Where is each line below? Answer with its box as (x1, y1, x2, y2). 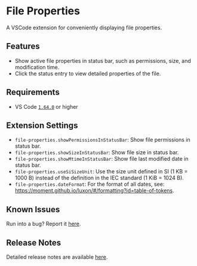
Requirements (6, 87, 60, 97)
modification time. (14, 63, 60, 71)
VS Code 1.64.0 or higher (14, 103, 79, 110)
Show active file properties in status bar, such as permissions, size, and (14, 57, 191, 64)
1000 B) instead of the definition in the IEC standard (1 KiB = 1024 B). (14, 175, 184, 182)
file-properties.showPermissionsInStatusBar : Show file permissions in (14, 136, 191, 143)
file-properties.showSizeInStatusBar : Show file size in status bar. (14, 149, 179, 156)
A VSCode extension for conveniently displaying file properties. (6, 24, 162, 31)
